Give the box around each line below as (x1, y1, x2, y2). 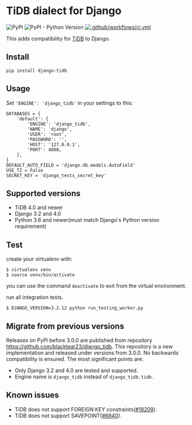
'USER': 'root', (27, 131, 67, 137)
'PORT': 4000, (27, 147, 62, 152)
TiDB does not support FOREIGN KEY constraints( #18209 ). (14, 406, 157, 413)
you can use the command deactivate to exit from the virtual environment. (6, 283, 187, 290)
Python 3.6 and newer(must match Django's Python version (14, 217, 160, 224)
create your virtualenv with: (6, 255, 72, 263)
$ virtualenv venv (6, 267, 51, 273)
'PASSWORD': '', (27, 137, 67, 142)
